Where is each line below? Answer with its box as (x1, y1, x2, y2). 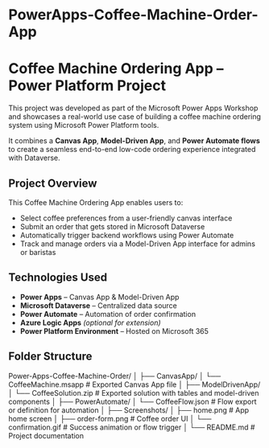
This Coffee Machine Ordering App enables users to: (8, 197, 184, 207)
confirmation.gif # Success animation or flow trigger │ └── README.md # (8, 422, 255, 432)
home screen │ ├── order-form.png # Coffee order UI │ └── (8, 413, 212, 423)
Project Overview (8, 176, 97, 190)
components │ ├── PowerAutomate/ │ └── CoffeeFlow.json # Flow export (8, 397, 257, 406)
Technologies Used (8, 271, 107, 285)
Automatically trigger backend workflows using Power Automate (19, 230, 234, 240)
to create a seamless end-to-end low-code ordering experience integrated (8, 145, 256, 154)
